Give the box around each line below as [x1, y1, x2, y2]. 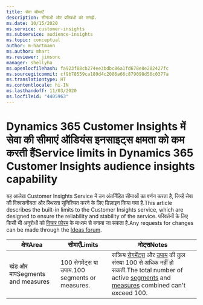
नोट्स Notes [138, 240, 168, 249]
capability [6, 172, 58, 186]
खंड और [9, 262, 28, 270]
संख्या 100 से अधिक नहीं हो [111, 258, 174, 267]
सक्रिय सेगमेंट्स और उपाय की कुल [111, 250, 185, 259]
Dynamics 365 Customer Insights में [6, 119, 186, 133]
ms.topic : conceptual [6, 37, 61, 43]
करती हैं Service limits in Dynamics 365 [6, 146, 194, 159]
